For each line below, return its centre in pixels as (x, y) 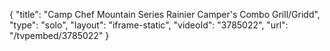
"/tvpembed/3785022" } (59, 35)
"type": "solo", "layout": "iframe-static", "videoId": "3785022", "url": (149, 25)
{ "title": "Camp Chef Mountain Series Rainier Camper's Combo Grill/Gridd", (165, 14)
